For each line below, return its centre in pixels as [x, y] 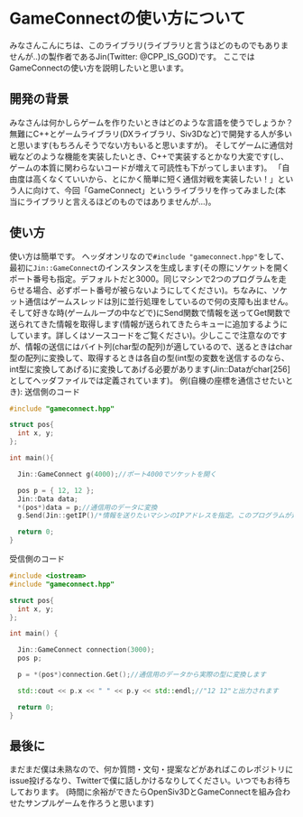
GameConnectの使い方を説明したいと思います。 [99, 68]
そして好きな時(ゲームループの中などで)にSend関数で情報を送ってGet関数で [150, 312]
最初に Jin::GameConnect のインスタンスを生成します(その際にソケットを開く [150, 267]
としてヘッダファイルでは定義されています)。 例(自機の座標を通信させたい [147, 380]
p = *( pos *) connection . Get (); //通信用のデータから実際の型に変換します [142, 675]
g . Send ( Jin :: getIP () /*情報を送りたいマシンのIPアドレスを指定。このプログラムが [154, 515]
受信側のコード [37, 559]
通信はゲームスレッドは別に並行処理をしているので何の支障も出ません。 [159, 301]
